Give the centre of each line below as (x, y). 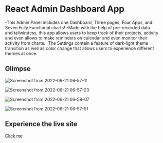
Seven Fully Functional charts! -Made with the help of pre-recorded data (78, 27)
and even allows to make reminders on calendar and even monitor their (76, 38)
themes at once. (21, 53)
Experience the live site (41, 124)
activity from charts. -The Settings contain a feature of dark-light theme (77, 43)
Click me (14, 136)
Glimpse (18, 69)
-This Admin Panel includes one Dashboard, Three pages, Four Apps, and (79, 22)
